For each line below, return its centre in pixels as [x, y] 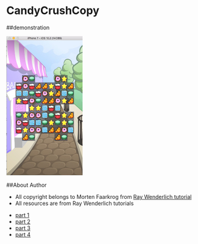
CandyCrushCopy [53, 11]
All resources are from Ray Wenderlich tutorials [74, 203]
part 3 [23, 228]
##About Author [27, 185]
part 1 [22, 215]
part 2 [23, 221]
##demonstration [28, 27]
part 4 [23, 234]
